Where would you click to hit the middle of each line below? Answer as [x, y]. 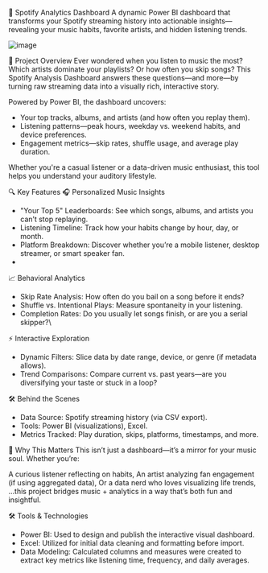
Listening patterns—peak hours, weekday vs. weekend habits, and [130, 126]
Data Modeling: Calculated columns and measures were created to [130, 552]
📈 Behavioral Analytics [47, 278]
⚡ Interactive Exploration [49, 338]
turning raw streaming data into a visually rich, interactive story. [114, 86]
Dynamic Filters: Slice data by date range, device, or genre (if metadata [138, 357]
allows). [33, 365]
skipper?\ [36, 322]
